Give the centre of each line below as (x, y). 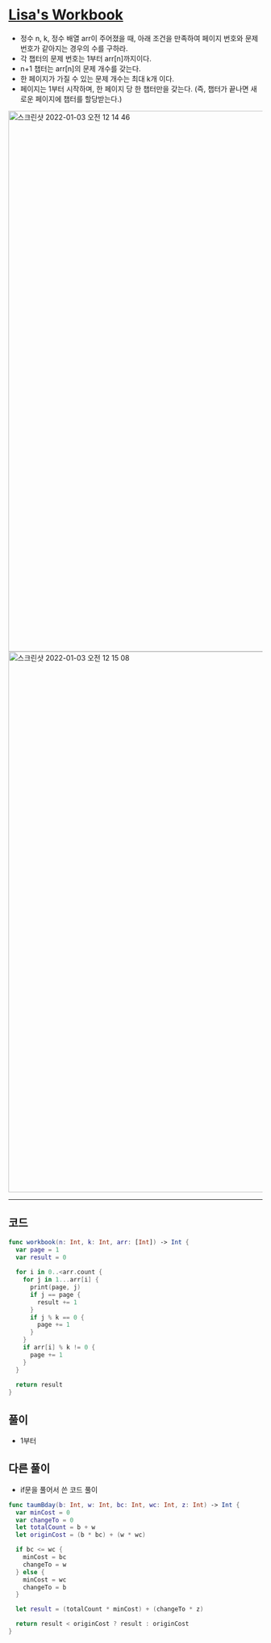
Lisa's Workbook (66, 15)
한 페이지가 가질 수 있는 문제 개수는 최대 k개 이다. (97, 78)
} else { (30, 1572)
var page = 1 (38, 1250)
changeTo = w (45, 1565)
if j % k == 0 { (57, 1317)
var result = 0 (41, 1257)
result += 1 (58, 1302)
